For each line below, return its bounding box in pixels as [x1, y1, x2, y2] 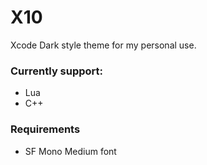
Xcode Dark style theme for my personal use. [10, 39, 197, 51]
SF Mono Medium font [24, 145, 117, 157]
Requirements [10, 122, 81, 136]
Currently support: [10, 64, 104, 78]
